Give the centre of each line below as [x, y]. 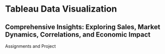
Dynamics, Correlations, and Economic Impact [78, 34]
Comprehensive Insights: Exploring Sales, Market [83, 27]
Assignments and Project [31, 46]
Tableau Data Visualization [61, 9]
